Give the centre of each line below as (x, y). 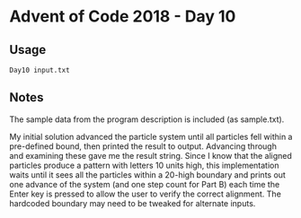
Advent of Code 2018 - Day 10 (123, 17)
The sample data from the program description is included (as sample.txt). (147, 119)
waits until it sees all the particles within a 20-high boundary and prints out (147, 174)
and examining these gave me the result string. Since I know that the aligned (150, 155)
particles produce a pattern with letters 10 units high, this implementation (144, 165)
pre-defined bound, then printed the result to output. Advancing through (143, 146)
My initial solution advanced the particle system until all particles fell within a (151, 136)
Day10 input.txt (40, 70)
